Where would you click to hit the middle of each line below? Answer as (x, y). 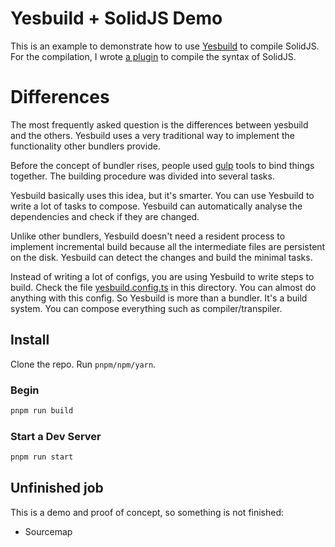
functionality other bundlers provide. (85, 146)
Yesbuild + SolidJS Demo (116, 18)
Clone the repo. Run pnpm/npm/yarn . (83, 364)
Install (30, 340)
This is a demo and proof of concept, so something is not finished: (147, 512)
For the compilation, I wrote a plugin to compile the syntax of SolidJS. (153, 56)
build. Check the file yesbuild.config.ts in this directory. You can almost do (163, 287)
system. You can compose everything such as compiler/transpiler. (146, 308)
